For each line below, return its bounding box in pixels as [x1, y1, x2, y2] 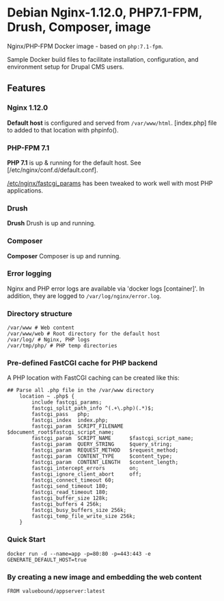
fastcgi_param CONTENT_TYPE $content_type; [31, 453, 173, 460]
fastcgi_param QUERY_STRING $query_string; [31, 441, 173, 448]
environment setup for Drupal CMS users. [7, 62, 124, 71]
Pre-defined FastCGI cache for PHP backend [7, 358, 158, 368]
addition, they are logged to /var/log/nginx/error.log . [7, 291, 162, 299]
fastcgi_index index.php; [31, 417, 109, 424]
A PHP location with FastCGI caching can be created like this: [7, 373, 180, 382]
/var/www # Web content [7, 324, 75, 332]
